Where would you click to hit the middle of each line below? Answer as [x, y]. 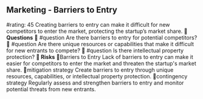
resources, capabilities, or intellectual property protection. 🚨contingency [97, 76]
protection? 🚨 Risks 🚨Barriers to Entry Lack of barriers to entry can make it [100, 56]
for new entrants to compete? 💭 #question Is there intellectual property [95, 50]
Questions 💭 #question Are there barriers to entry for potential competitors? [102, 37]
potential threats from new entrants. [51, 89]
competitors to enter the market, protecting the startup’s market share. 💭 [97, 31]
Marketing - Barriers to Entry [62, 10]
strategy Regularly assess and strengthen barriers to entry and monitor [95, 83]
